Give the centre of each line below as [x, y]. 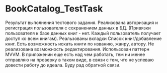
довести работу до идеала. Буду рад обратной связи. [63, 65]
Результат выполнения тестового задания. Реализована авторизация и [82, 22]
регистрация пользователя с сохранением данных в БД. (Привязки [78, 27]
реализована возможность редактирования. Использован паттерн [77, 49]
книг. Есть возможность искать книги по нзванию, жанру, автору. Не [80, 43]
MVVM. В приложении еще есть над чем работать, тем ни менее [75, 54]
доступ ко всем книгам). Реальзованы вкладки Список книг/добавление [83, 38]
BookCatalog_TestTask [54, 9]
